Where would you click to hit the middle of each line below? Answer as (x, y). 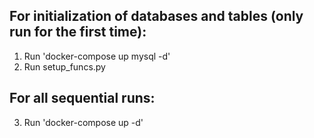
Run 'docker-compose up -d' (83, 122)
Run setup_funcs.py (64, 66)
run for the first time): (78, 32)
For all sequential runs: (82, 98)
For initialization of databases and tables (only (156, 16)
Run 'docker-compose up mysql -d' (97, 56)
